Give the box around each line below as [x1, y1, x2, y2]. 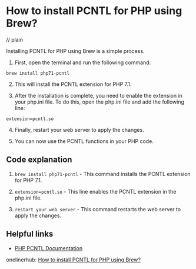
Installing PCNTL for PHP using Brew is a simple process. [6, 47, 145, 54]
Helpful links [6, 229, 54, 239]
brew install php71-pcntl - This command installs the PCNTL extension [14, 170, 191, 177]
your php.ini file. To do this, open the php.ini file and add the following [14, 98, 184, 105]
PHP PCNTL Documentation [14, 244, 83, 251]
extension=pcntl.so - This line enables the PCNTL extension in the [14, 188, 177, 195]
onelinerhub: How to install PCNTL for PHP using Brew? [6, 256, 141, 263]
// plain [6, 36, 24, 43]
